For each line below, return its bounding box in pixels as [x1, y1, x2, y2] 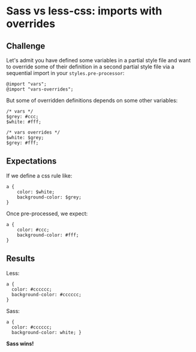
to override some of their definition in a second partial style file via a [6, 63, 175, 70]
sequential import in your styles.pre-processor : [6, 70, 125, 76]
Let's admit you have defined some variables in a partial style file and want [6, 57, 191, 64]
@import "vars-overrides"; [6, 86, 74, 92]
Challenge [6, 41, 46, 51]
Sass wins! [6, 340, 34, 347]
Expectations [6, 156, 57, 166]
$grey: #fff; [6, 140, 39, 146]
